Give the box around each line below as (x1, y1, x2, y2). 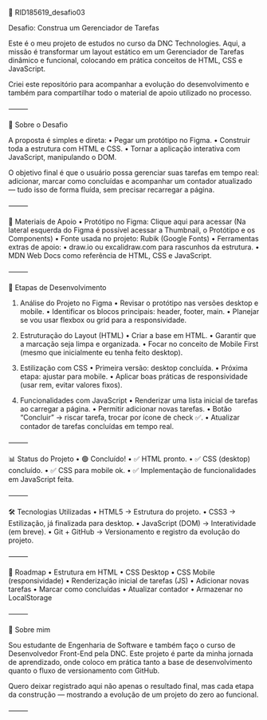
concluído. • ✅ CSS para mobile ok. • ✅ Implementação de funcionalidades (8, 466, 257, 475)
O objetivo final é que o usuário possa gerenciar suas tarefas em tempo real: (8, 168, 260, 177)
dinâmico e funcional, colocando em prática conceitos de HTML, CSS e (8, 56, 243, 65)
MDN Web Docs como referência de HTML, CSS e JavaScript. (8, 251, 212, 260)
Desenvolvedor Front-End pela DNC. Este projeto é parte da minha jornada (8, 649, 253, 658)
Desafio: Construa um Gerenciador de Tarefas (8, 23, 159, 32)
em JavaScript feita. (8, 475, 74, 483)
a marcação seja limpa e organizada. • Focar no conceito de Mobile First (19, 340, 259, 348)
